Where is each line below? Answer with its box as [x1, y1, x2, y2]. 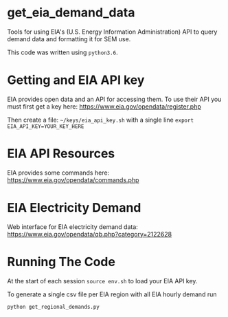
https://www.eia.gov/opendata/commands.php [7, 175, 139, 184]
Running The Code [7, 254, 115, 270]
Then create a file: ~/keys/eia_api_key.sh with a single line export [7, 116, 194, 124]
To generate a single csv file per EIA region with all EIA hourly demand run [7, 290, 217, 298]
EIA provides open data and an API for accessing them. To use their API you [7, 95, 222, 103]
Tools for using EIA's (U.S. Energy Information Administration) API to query [7, 28, 218, 36]
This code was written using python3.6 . [7, 48, 118, 56]
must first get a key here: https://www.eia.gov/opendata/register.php [7, 102, 201, 111]
